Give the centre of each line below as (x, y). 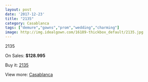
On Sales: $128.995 (25, 56)
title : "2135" (20, 19)
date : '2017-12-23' (25, 14)
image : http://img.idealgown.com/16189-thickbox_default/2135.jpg (74, 32)
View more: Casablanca (29, 74)
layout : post (18, 10)
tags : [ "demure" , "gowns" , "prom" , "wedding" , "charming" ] (62, 28)
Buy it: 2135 (17, 65)
